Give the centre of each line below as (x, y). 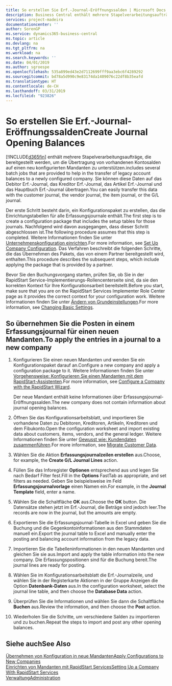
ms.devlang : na (22, 44)
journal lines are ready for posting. (49, 565)
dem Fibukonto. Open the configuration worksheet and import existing (86, 428)
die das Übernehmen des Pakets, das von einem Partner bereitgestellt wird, (85, 254)
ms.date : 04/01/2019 (28, 62)
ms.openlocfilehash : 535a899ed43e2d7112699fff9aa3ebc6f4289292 (75, 72)
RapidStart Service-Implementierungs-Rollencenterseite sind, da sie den (82, 280)
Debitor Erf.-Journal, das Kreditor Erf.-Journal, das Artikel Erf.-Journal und (84, 184)
